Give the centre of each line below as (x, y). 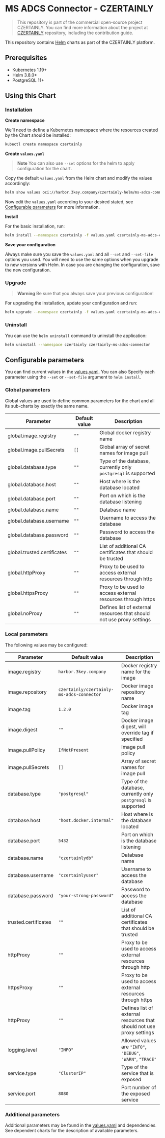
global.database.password (38, 535)
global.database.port (31, 498)
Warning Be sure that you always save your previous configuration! (85, 294)
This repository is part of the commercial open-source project (80, 22)
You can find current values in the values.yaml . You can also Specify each (80, 372)
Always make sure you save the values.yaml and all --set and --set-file (79, 254)
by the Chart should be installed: (38, 135)
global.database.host (32, 484)
